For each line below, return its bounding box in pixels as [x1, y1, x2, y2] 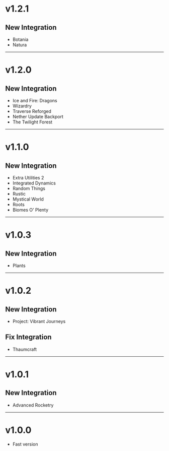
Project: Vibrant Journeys [12, 318, 66, 324]
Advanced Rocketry [12, 402, 54, 408]
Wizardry [12, 103, 32, 109]
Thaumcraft [12, 346, 37, 352]
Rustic [12, 191, 26, 197]
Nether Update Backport [12, 114, 64, 119]
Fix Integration [5, 333, 52, 342]
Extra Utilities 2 [12, 175, 44, 180]
